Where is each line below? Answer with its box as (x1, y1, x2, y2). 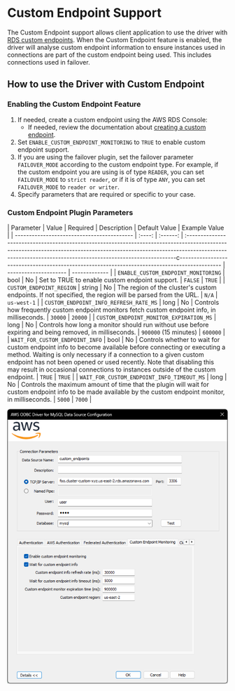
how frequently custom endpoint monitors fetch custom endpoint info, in (7, 305, 216, 314)
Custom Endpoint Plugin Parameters (7, 207, 134, 217)
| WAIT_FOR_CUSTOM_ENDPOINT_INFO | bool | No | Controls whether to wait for (7, 335, 220, 343)
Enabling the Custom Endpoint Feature (7, 100, 141, 110)
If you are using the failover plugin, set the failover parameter (17, 152, 194, 161)
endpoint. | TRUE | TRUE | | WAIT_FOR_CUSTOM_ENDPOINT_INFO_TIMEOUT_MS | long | (7, 372, 227, 381)
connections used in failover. (7, 58, 90, 66)
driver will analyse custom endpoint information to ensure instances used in (7, 43, 225, 51)
